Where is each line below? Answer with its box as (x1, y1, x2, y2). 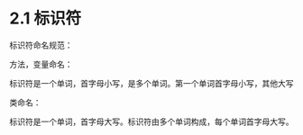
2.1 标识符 (9, 8, 82, 29)
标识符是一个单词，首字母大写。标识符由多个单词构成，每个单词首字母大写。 (9, 116, 294, 127)
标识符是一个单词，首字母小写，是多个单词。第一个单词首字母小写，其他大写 (9, 77, 294, 88)
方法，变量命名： (9, 58, 73, 69)
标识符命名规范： (9, 40, 73, 50)
